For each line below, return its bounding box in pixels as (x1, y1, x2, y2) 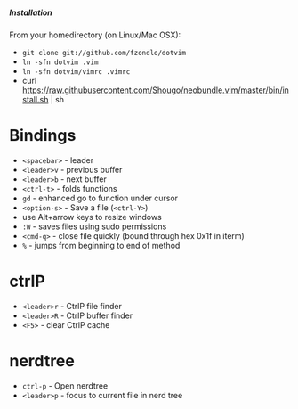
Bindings (9, 126, 77, 146)
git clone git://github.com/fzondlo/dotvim (21, 48, 187, 57)
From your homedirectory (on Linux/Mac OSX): (9, 29, 181, 40)
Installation (9, 7, 52, 18)
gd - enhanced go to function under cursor (21, 192, 179, 203)
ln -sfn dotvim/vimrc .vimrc (21, 67, 131, 76)
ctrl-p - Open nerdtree (21, 380, 109, 391)
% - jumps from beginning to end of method (21, 240, 181, 250)
